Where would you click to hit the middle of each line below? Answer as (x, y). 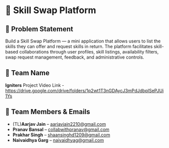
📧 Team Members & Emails (48, 112)
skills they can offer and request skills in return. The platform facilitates (79, 46)
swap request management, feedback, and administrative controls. (75, 57)
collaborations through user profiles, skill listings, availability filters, (89, 52)
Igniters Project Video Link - (35, 85)
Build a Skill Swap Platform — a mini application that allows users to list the (83, 41)
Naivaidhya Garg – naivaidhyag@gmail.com (58, 140)
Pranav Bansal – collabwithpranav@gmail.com (61, 129)
